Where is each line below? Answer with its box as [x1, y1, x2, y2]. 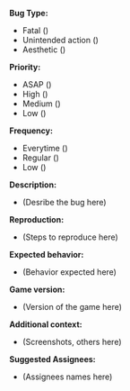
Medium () [22, 98, 61, 109]
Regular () [22, 152, 60, 163]
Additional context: [9, 319, 82, 330]
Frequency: [9, 125, 54, 136]
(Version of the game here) [22, 302, 123, 312]
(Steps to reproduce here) [22, 232, 118, 242]
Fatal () [22, 25, 49, 35]
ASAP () [22, 79, 52, 89]
